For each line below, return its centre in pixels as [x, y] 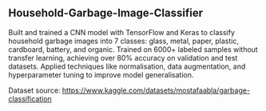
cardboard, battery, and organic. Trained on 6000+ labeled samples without [133, 49]
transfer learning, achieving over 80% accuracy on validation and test [123, 57]
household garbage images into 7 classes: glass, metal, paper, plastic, [124, 41]
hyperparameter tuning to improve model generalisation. [101, 74]
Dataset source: [34, 90]
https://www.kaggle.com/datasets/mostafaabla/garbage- [156, 90]
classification [30, 98]
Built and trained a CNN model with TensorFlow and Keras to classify [122, 32]
